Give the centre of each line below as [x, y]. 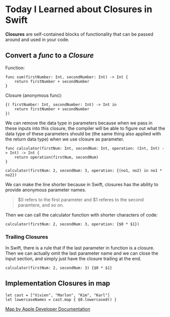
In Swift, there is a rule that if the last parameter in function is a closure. [80, 248]
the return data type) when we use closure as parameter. [65, 139]
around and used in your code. [37, 40]
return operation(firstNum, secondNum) [57, 157]
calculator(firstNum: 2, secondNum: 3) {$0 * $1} [59, 268]
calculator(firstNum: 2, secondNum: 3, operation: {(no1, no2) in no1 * [84, 170]
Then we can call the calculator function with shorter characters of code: [82, 215]
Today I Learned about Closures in [79, 9]
